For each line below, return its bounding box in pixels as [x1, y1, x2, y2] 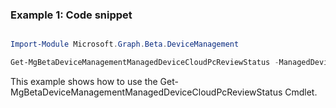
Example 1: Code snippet [10, 8, 133, 22]
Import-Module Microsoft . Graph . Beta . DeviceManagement [10, 39, 240, 50]
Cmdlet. [284, 86, 318, 98]
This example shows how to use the [10, 76, 158, 88]
